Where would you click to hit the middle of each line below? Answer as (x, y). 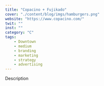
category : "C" (20, 32)
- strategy (25, 60)
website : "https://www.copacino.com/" (45, 19)
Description (17, 79)
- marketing (26, 55)
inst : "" (14, 28)
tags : (11, 37)
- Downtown (25, 42)
